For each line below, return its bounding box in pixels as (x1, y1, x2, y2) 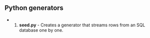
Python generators (4, 4, 63, 12)
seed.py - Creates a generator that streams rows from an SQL (19, 22, 146, 28)
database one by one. (19, 27, 63, 33)
